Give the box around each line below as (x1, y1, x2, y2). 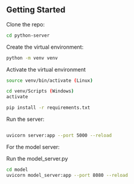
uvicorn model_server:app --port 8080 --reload (6, 172, 129, 178)
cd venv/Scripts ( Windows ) (6, 88, 74, 94)
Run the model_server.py (6, 155, 68, 162)
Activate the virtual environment (6, 66, 86, 73)
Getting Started (6, 5, 66, 15)
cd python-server (6, 32, 50, 38)
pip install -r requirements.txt (6, 105, 91, 111)
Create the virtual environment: (6, 43, 84, 51)
